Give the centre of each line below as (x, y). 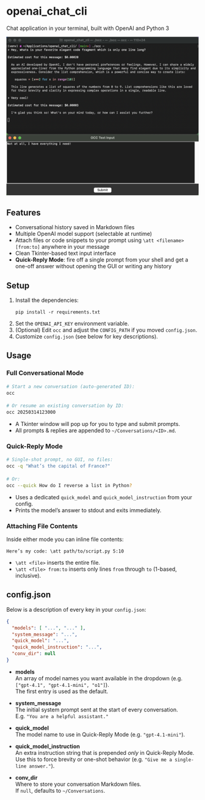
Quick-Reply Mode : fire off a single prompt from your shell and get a (102, 260)
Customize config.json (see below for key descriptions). (87, 336)
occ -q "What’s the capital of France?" (59, 466)
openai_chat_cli (47, 11)
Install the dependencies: (47, 300)
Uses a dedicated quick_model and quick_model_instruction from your (103, 497)
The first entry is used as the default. (62, 691)
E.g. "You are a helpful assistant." (62, 716)
